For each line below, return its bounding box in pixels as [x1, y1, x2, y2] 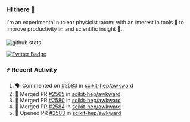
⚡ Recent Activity [6, 66, 58, 74]
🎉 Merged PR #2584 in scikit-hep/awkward [14, 103, 121, 110]
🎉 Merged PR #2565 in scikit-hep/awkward [14, 90, 121, 97]
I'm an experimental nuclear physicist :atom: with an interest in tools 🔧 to [6, 19, 185, 26]
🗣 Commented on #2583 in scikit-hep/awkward [14, 82, 134, 89]
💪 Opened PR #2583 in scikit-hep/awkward [14, 109, 122, 116]
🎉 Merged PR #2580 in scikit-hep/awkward [14, 97, 121, 104]
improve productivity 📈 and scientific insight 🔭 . [6, 25, 123, 33]
